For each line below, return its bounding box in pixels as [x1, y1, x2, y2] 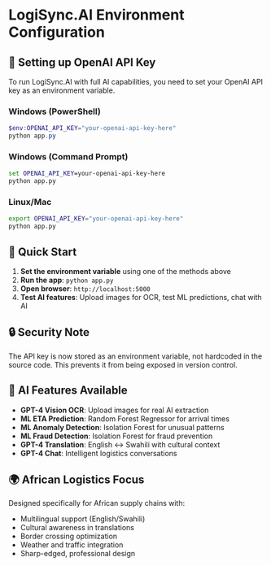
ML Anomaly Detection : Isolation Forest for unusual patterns [20, 422, 225, 432]
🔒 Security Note [8, 325, 90, 339]
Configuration [8, 23, 106, 41]
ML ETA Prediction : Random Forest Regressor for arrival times [20, 413, 230, 424]
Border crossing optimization [20, 531, 118, 542]
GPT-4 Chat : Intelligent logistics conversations [20, 448, 177, 458]
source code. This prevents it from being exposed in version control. [8, 359, 238, 369]
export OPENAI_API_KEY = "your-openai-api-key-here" [8, 215, 184, 223]
